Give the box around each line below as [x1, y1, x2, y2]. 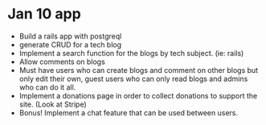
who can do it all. [18, 82, 76, 92]
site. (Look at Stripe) [18, 99, 88, 109]
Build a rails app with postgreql [18, 31, 122, 41]
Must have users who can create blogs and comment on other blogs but [18, 65, 259, 75]
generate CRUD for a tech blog [18, 39, 122, 49]
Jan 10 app [7, 5, 81, 23]
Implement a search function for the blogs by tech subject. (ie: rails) [18, 48, 244, 58]
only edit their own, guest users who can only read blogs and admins [18, 74, 248, 83]
